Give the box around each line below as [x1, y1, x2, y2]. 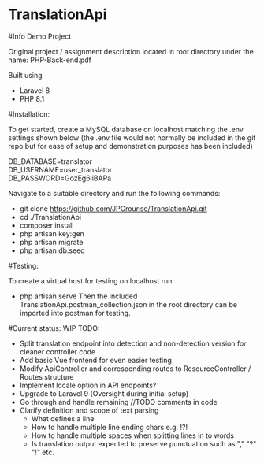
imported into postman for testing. [19, 308, 131, 317]
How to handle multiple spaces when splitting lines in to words [31, 431, 235, 440]
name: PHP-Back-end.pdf [8, 55, 92, 65]
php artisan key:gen [19, 228, 85, 238]
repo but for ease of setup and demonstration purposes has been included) [8, 141, 254, 150]
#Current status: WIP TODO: [8, 323, 100, 332]
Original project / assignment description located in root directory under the [8, 46, 254, 56]
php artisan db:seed [19, 246, 85, 255]
